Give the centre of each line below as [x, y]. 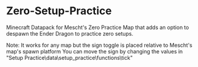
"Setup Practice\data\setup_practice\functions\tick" [69, 58]
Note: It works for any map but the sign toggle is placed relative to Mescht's [99, 45]
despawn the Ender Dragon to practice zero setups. [70, 33]
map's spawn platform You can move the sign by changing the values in [95, 51]
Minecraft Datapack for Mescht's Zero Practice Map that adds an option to [98, 27]
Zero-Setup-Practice [59, 11]
